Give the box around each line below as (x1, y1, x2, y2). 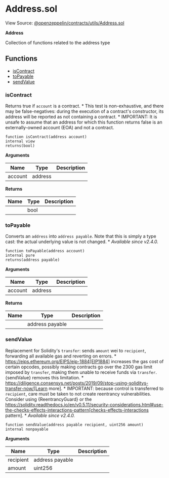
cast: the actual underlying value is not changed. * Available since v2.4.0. (5, 238, 158, 245)
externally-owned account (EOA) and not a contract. (5, 125, 114, 131)
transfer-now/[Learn (5, 385, 48, 392)
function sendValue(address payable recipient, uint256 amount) (5, 422, 144, 427)
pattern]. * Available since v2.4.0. (5, 412, 75, 419)
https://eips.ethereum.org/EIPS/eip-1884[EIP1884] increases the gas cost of (5, 358, 164, 364)
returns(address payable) (5, 257, 60, 262)
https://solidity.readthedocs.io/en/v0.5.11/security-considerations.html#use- (5, 401, 163, 407)
